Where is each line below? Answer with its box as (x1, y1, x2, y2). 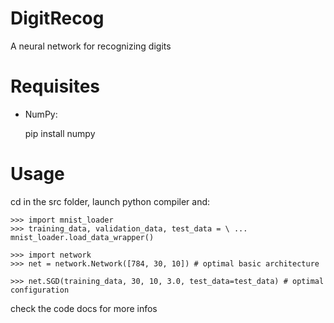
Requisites (10, 75, 101, 98)
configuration (10, 285, 70, 295)
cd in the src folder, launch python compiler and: (10, 195, 211, 207)
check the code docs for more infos (10, 302, 158, 314)
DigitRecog (10, 7, 105, 30)
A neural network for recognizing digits (10, 40, 172, 52)
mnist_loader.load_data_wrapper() (10, 232, 155, 242)
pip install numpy (24, 127, 96, 139)
